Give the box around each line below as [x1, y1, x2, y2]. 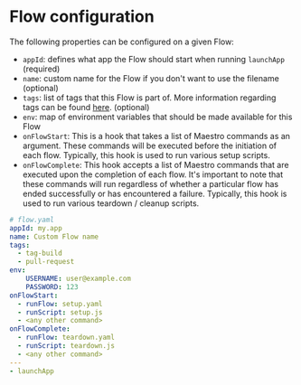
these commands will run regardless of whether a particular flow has [22, 178, 278, 189]
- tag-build [17, 249, 63, 258]
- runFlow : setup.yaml [17, 299, 103, 308]
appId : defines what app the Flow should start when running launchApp [22, 53, 285, 64]
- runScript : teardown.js [17, 342, 116, 351]
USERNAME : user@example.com [25, 274, 131, 284]
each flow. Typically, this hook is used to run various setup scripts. [22, 149, 271, 160]
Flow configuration [9, 6, 155, 27]
